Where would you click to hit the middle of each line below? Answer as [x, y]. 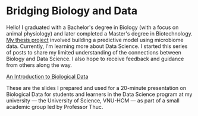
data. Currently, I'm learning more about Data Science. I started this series [97, 46]
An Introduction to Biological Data [47, 76]
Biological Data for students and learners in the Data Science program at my [99, 94]
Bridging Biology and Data [72, 11]
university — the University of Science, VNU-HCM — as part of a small [93, 100]
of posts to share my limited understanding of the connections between [94, 52]
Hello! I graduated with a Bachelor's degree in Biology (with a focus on [92, 27]
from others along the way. [39, 65]
